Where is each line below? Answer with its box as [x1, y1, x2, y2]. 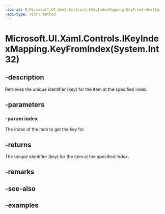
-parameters [5, 100, 45, 108]
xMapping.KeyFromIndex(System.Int [5, 43, 160, 54]
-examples [5, 201, 39, 210]
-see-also [5, 185, 36, 193]
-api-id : [5, 7, 23, 12]
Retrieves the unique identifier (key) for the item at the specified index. [5, 86, 148, 92]
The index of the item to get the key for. [5, 126, 85, 133]
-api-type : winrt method [5, 12, 56, 17]
